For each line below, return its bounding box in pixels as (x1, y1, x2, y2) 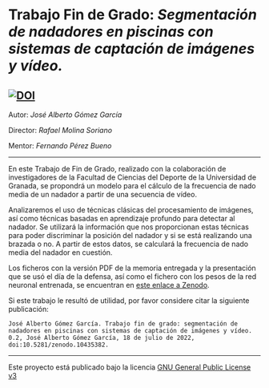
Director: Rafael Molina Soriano (8, 126, 113, 135)
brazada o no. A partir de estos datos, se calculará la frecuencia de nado (8, 239, 249, 249)
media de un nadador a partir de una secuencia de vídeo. (8, 190, 198, 199)
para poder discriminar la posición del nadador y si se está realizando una (8, 231, 252, 240)
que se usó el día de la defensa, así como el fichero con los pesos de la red (8, 272, 257, 281)
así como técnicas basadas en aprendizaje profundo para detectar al (8, 214, 235, 223)
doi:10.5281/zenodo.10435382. (8, 341, 110, 349)
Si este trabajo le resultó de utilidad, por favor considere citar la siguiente (8, 296, 250, 305)
